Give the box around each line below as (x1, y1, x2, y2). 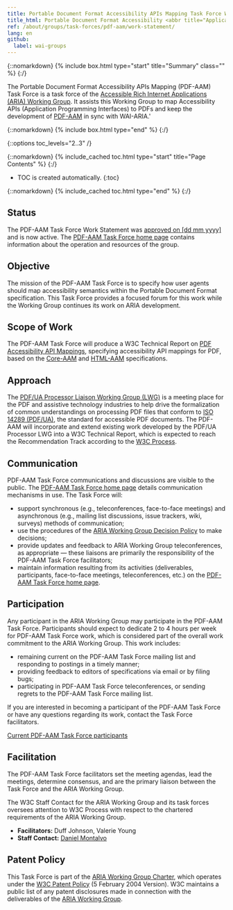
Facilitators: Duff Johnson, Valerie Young (17, 826, 137, 835)
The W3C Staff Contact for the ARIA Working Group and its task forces (7, 798, 209, 806)
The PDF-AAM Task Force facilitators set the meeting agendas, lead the (7, 769, 213, 778)
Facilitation (7, 751, 57, 763)
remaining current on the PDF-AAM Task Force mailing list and (17, 652, 196, 661)
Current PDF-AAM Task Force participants (7, 731, 128, 740)
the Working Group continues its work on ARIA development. (7, 301, 181, 310)
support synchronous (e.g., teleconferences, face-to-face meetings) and (17, 504, 226, 513)
